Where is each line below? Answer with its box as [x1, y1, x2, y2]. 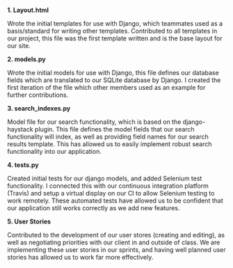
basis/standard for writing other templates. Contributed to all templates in [7, 27, 218, 35]
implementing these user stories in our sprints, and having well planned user [7, 246, 226, 253]
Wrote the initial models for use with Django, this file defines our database [7, 69, 219, 77]
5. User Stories [7, 217, 51, 226]
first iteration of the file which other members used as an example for [7, 84, 206, 91]
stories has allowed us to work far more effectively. [7, 253, 154, 261]
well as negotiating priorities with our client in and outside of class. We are [7, 238, 220, 246]
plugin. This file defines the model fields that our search [34, 125, 195, 133]
